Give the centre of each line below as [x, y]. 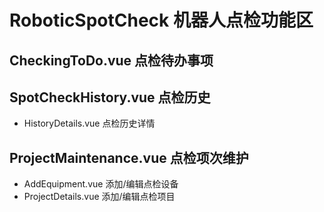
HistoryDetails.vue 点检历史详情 [89, 123]
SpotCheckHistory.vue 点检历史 [110, 97]
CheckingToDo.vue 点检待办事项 [111, 60]
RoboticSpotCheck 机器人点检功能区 [161, 20]
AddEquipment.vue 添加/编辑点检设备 [101, 184]
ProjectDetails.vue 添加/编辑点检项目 [99, 197]
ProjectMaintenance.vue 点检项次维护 [129, 157]
